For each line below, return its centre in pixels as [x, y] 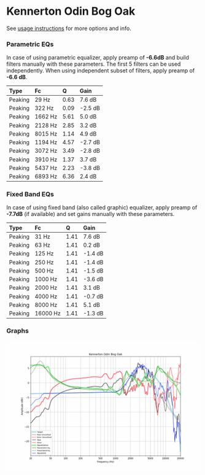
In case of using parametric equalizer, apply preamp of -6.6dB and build [98, 58]
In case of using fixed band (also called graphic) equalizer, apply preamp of [102, 207]
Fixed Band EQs [30, 194]
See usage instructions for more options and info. [69, 28]
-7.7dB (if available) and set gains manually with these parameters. [91, 214]
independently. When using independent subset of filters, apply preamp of [101, 71]
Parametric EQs [30, 44]
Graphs [17, 331]
